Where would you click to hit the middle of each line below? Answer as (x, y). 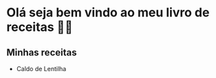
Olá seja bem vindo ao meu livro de (108, 13)
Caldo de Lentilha (41, 69)
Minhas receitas (42, 52)
